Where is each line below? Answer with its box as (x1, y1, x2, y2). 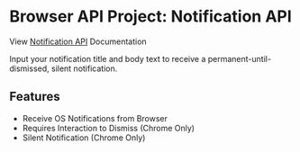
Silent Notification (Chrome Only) (22, 132, 146, 143)
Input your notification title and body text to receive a (9, 53, 206, 64)
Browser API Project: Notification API (9, 6, 293, 27)
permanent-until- (207, 53, 272, 64)
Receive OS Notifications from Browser (22, 112, 168, 123)
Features (9, 89, 60, 104)
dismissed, (9, 63, 50, 74)
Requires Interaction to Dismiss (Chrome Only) (22, 122, 195, 133)
